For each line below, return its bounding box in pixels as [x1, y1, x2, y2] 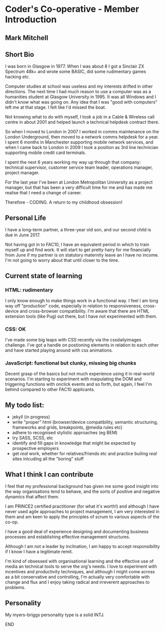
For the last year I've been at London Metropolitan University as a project [5, 179, 153, 186]
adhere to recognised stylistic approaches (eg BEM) [12, 430, 118, 436]
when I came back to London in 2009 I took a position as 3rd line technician [5, 145, 159, 150]
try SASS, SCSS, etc [12, 435, 53, 441]
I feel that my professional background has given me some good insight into [5, 483, 159, 489]
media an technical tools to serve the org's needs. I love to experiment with [5, 563, 157, 569]
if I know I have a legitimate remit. [5, 549, 73, 555]
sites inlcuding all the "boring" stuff [12, 456, 84, 462]
